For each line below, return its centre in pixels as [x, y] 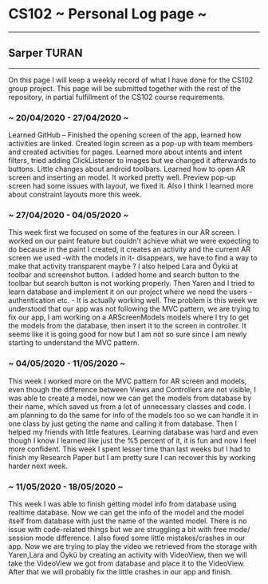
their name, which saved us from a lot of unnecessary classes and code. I [129, 406]
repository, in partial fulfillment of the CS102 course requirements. [117, 97]
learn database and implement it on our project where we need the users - [130, 292]
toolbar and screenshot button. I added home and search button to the [124, 275]
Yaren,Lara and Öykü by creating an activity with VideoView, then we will [128, 554]
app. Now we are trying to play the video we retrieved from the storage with [133, 546]
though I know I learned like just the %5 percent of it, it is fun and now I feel [132, 440]
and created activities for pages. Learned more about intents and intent [125, 152]
